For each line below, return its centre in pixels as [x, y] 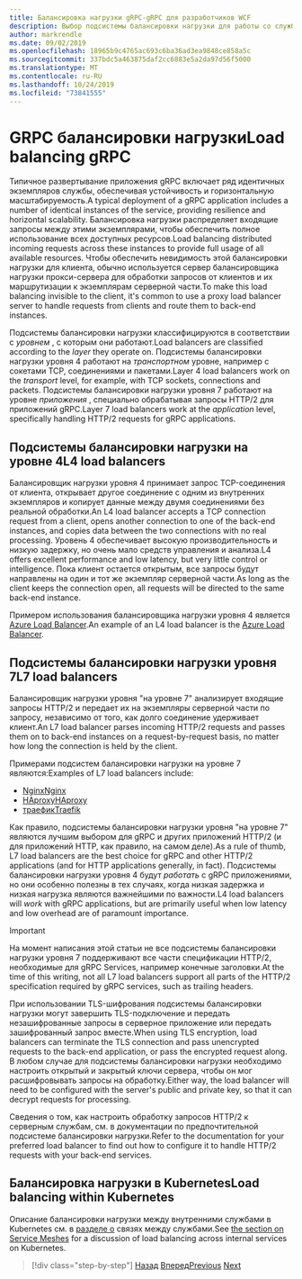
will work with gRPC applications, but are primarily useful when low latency [148, 904]
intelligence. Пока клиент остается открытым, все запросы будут [134, 569]
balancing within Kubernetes [92, 1198]
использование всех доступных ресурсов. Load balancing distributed [141, 239]
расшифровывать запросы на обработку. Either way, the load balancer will [150, 1080]
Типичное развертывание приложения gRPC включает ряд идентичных [147, 182]
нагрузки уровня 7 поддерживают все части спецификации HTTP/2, [141, 958]
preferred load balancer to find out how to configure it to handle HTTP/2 [143, 1146]
